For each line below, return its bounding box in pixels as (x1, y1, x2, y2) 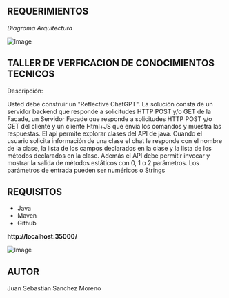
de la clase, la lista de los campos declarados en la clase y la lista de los (7, 144, 212, 152)
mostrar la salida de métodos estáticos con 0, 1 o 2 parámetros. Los (7, 158, 200, 167)
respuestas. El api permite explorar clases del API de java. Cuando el (7, 129, 202, 138)
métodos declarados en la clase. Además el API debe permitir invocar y (7, 151, 210, 160)
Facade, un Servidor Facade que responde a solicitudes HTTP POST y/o (7, 114, 212, 123)
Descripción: (7, 86, 43, 95)
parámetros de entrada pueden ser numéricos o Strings (7, 166, 166, 174)
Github (17, 219, 37, 227)
